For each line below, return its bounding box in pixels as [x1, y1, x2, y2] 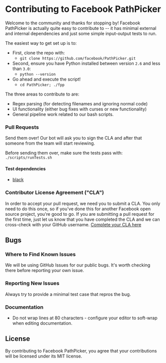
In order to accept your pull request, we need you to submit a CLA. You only [5, 200, 161, 206]
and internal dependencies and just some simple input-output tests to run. [5, 30, 157, 36]
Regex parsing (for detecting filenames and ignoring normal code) [12, 100, 148, 106]
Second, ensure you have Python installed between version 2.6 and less [12, 60, 161, 66]
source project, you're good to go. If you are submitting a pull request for [5, 211, 155, 217]
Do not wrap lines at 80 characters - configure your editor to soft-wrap [12, 315, 158, 321]
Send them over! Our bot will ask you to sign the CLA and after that [5, 135, 142, 141]
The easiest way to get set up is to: [5, 40, 77, 46]
